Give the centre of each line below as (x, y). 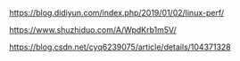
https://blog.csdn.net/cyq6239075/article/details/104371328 (120, 47)
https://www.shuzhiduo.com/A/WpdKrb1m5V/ (93, 30)
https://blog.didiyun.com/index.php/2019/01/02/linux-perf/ (117, 13)
